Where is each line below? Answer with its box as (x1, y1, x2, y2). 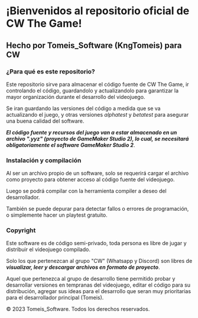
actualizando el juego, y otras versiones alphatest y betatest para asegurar (6, 111, 189, 118)
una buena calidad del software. (6, 117, 85, 124)
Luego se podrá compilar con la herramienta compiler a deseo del (6, 188, 167, 195)
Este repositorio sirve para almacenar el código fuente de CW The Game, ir (6, 81, 189, 88)
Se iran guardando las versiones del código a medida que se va (6, 105, 161, 112)
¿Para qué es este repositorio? (6, 67, 96, 75)
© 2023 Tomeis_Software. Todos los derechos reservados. (6, 306, 150, 313)
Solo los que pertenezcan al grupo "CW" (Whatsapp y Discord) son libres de (6, 258, 193, 265)
